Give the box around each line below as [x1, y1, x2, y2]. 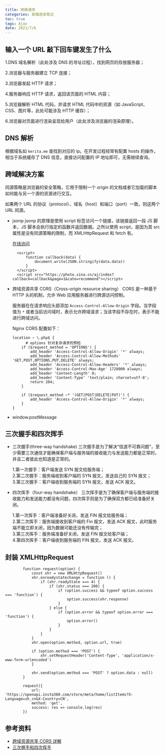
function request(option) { [23, 566, 80, 572]
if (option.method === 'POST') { [31, 649, 100, 654]
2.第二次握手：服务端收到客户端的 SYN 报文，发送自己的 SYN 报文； [12, 473, 152, 479]
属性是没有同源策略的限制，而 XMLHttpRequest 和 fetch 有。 [12, 230, 136, 236]
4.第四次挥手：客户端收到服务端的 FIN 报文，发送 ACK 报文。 [12, 537, 136, 543]
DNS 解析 [5, 134, 33, 143]
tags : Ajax [5, 21, 28, 26]
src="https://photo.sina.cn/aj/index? [34, 272, 114, 277]
